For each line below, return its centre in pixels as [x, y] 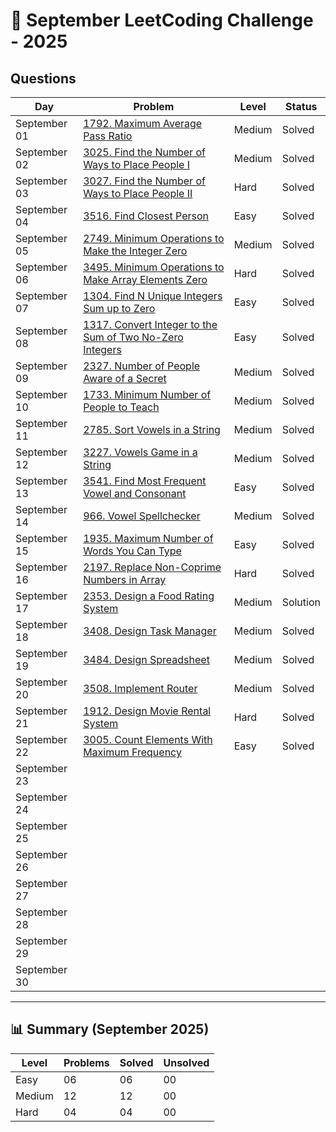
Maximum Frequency [132, 752]
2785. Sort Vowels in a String [152, 429]
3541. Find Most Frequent [145, 481]
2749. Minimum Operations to [154, 238]
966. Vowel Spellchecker [142, 516]
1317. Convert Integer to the [150, 324]
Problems [86, 1062]
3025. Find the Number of [144, 152]
